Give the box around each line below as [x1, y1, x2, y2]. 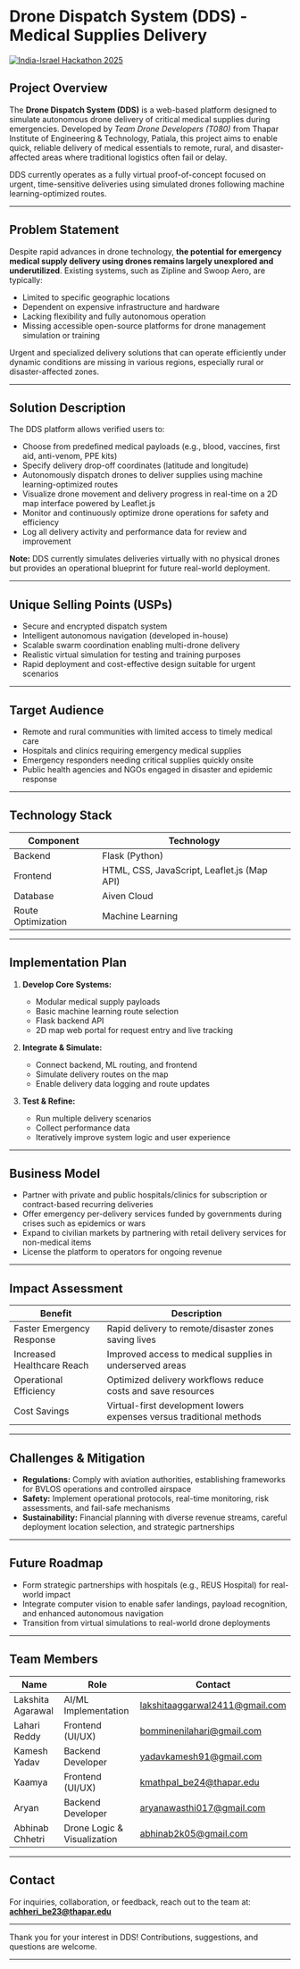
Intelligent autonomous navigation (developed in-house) [21, 630, 229, 641]
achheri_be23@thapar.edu [9, 1906, 112, 1916]
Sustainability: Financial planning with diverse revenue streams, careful [21, 1512, 287, 1523]
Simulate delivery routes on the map [35, 1069, 169, 1080]
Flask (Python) [102, 849, 163, 862]
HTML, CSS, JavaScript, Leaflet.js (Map [102, 864, 268, 876]
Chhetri [13, 1832, 46, 1845]
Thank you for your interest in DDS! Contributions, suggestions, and [9, 1931, 259, 1942]
